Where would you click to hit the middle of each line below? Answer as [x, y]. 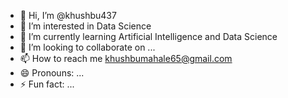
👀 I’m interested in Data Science [85, 26]
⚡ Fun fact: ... [47, 84]
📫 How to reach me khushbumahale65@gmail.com [126, 58]
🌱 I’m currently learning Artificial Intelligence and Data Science [148, 36]
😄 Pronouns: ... [52, 73]
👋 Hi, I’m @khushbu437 [68, 15]
